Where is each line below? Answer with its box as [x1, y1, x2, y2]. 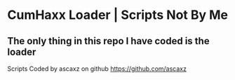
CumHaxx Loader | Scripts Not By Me [7, 7, 229, 23]
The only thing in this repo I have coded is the [7, 35, 210, 47]
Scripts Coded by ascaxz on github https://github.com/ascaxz [7, 65, 187, 73]
